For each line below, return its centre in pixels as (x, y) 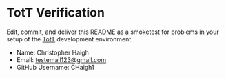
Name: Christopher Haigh (52, 52)
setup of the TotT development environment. (70, 39)
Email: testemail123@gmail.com (61, 59)
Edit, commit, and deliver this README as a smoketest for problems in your (113, 32)
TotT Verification (55, 13)
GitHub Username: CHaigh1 (55, 67)
